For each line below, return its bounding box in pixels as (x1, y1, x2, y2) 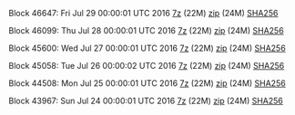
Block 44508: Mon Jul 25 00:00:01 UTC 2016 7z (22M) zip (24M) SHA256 (8, 78, 286, 89)
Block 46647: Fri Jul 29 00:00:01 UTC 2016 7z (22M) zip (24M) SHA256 (8, 8, 279, 18)
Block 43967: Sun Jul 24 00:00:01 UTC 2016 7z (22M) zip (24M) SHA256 (8, 95, 284, 106)
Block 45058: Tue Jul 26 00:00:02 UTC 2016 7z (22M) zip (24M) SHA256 (8, 61, 285, 71)
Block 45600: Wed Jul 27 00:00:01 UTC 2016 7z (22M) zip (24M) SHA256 (8, 43, 286, 53)
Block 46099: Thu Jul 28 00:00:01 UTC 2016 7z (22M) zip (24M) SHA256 (8, 25, 284, 35)
